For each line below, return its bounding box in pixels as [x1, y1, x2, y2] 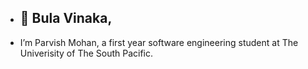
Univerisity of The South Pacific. [19, 47, 154, 59]
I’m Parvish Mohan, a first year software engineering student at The [19, 36, 299, 48]
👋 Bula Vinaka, [19, 10, 113, 27]
